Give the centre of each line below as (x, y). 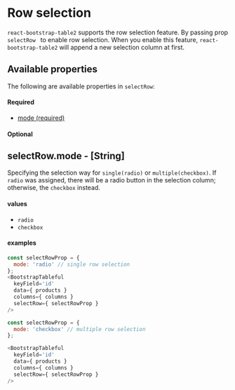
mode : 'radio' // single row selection (72, 264)
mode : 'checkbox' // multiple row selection (80, 329)
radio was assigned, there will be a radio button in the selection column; (112, 180)
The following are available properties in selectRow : (81, 86)
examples (22, 243)
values (18, 203)
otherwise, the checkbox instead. (54, 188)
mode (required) (41, 118)
